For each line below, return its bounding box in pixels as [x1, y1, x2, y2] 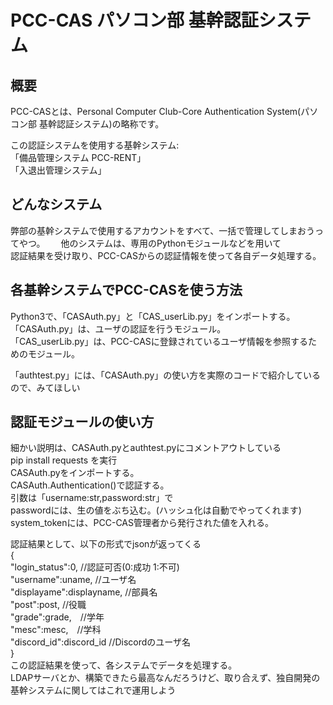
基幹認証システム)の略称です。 [38, 118, 165, 130]
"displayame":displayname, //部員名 [10, 586, 158, 598]
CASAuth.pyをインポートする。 [10, 467, 140, 479]
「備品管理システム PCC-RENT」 [10, 152, 147, 163]
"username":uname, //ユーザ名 [10, 574, 137, 586]
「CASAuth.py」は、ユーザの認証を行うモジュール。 [10, 322, 227, 335]
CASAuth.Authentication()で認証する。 [10, 479, 170, 491]
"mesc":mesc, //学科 [10, 624, 102, 636]
